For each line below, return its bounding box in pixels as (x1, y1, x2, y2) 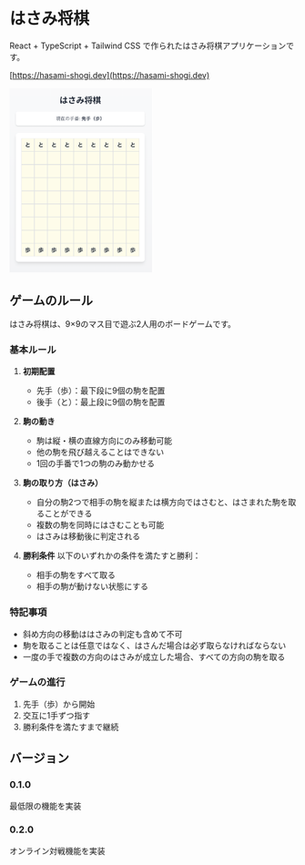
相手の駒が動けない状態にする (36, 581, 148, 592)
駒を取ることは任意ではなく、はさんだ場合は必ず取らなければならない (22, 639, 287, 651)
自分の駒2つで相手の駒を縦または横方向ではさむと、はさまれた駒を (36, 497, 289, 508)
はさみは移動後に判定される (36, 531, 141, 542)
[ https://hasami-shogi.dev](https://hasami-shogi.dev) (9, 69, 210, 80)
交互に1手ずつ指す (22, 709, 91, 720)
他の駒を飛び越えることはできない (36, 447, 165, 458)
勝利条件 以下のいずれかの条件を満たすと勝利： (22, 550, 201, 561)
